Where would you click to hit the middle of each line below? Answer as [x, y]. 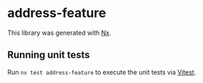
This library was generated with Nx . [59, 33]
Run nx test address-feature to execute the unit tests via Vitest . [102, 72]
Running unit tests [49, 55]
